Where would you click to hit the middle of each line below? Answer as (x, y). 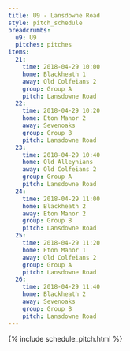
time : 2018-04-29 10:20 (61, 111)
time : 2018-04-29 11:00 (61, 199)
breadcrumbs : (30, 30)
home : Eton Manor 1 (54, 250)
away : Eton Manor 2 (54, 214)
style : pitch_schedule (45, 23)
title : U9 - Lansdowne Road (54, 15)
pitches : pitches (44, 45)
